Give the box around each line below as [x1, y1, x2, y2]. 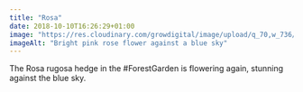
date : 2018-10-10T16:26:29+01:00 [9, 22, 135, 31]
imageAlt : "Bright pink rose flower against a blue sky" [9, 38, 228, 48]
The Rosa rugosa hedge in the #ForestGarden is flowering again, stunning [9, 63, 284, 74]
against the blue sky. [9, 73, 87, 84]
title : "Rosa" [9, 13, 63, 23]
